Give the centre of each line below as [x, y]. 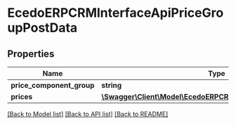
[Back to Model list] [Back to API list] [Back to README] [88, 114]
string [112, 85]
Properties [31, 54]
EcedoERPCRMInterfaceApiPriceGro [116, 13]
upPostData [42, 28]
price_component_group [53, 85]
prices [22, 97]
